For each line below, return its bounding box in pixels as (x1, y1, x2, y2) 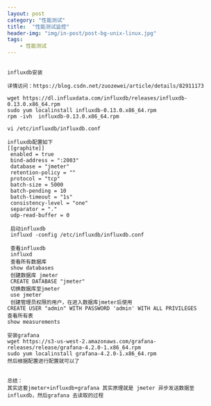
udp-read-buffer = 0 (10, 212, 70, 219)
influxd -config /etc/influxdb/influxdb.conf (10, 231, 144, 238)
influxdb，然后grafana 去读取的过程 (7, 392, 104, 399)
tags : (7, 36, 23, 43)
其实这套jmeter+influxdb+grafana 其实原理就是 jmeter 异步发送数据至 (7, 384, 195, 391)
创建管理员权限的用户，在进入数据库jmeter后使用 (10, 299, 133, 306)
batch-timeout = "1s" (10, 194, 73, 201)
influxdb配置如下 (7, 139, 53, 146)
